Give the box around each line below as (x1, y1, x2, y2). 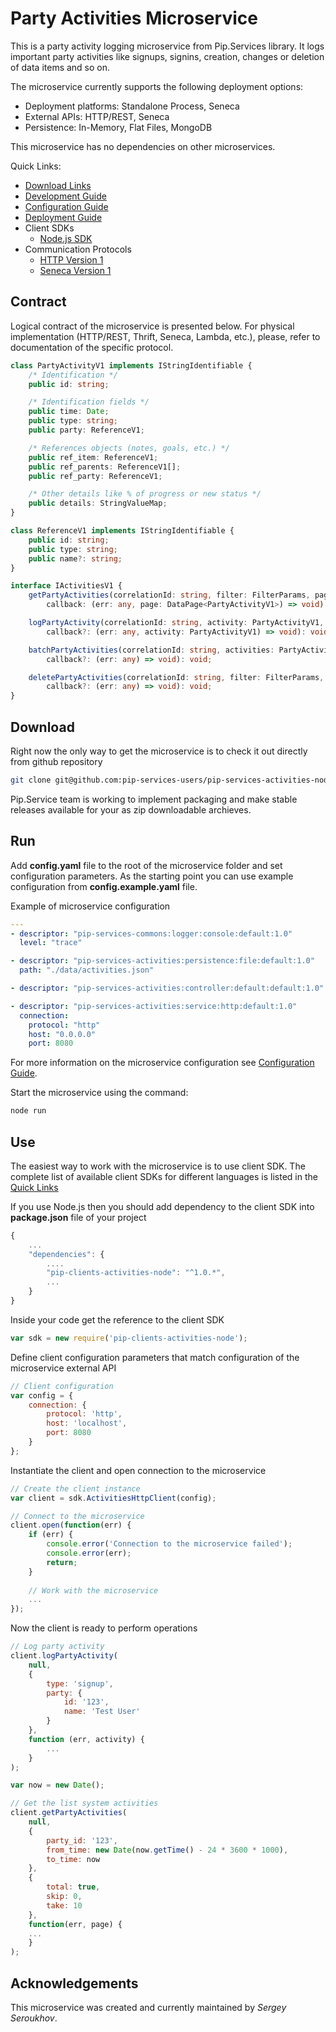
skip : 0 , (46, 1892, 83, 1902)
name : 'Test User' (63, 1707, 141, 1717)
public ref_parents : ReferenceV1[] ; (28, 462, 182, 472)
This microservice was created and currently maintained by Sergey (10, 2002, 287, 2013)
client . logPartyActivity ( (10, 1651, 118, 1661)
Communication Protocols (24, 243, 132, 255)
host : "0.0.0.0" (28, 1029, 97, 1039)
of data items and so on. (10, 61, 111, 73)
